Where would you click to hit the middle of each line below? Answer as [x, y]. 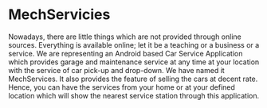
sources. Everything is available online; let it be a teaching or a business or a [134, 44]
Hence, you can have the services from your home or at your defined [122, 87]
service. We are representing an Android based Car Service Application [126, 53]
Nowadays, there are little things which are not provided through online [125, 37]
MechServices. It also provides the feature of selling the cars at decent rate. [133, 79]
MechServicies [59, 15]
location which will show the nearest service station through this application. [134, 95]
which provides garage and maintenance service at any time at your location [134, 62]
